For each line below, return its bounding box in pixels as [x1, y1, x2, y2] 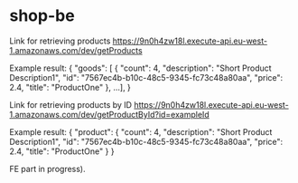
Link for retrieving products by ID [9, 99, 133, 110]
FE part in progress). [9, 163, 86, 174]
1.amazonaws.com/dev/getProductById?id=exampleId [9, 109, 210, 120]
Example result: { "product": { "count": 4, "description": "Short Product [9, 126, 273, 137]
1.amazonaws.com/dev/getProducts [9, 44, 143, 55]
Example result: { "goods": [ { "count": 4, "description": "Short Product [9, 63, 273, 73]
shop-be [9, 5, 75, 26]
